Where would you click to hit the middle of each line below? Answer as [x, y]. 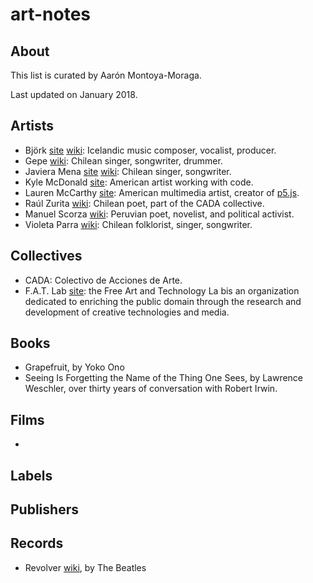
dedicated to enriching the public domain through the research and [163, 301]
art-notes [51, 14]
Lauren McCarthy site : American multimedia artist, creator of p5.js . [162, 192]
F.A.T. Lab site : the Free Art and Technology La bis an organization [162, 290]
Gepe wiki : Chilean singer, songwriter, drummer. [123, 160]
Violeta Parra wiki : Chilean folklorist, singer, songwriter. [138, 224]
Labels [31, 475]
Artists [32, 126]
